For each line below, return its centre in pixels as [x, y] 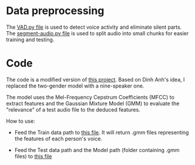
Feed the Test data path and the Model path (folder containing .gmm [97, 150]
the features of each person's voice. [58, 139]
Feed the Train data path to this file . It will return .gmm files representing [102, 132]
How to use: [20, 121]
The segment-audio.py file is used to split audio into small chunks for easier [97, 33]
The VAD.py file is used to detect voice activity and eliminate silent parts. [94, 27]
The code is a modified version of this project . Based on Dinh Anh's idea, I [95, 79]
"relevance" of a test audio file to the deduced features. [73, 109]
